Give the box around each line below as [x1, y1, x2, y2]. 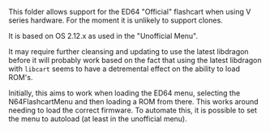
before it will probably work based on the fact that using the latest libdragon [8, 56, 262, 65]
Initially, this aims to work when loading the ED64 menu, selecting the [8, 88, 241, 98]
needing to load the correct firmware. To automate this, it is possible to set [8, 105, 258, 115]
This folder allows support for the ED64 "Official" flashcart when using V [8, 7, 251, 16]
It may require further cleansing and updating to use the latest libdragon [8, 47, 249, 56]
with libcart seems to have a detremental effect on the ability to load [8, 64, 241, 74]
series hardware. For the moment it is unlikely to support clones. [8, 15, 223, 25]
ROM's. [8, 73, 33, 82]
